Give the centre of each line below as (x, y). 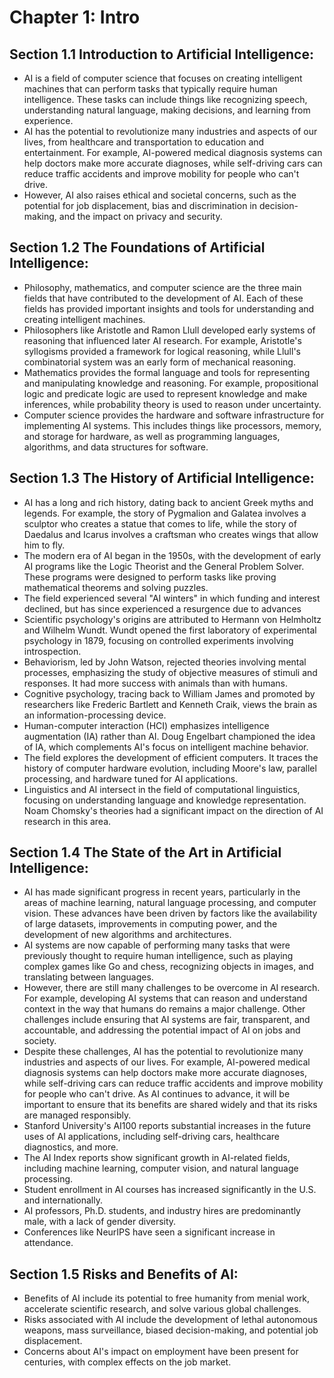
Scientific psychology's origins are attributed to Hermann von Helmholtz (172, 619)
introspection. (52, 651)
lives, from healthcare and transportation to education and (144, 142)
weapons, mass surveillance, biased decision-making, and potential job (171, 1330)
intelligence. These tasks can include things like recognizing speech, (165, 99)
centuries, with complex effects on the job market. (127, 1362)
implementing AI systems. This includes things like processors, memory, (172, 425)
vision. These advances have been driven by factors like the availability (170, 913)
